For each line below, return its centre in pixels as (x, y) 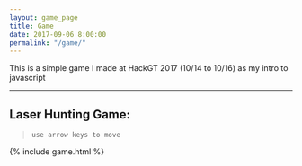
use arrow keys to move (76, 135)
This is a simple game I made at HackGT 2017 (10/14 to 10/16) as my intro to (149, 68)
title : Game (31, 26)
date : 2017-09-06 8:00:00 (58, 34)
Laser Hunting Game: (70, 114)
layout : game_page (44, 17)
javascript (28, 78)
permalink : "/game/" (48, 43)
